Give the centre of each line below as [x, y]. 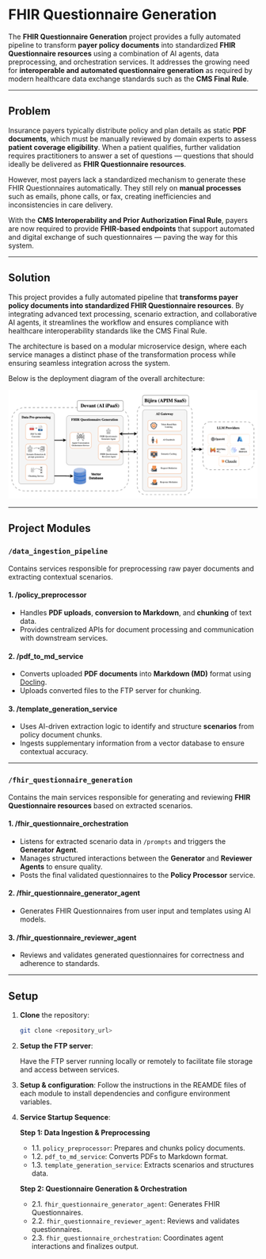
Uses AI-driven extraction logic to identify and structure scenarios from [137, 726]
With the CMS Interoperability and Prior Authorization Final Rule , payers [128, 220]
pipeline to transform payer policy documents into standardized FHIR [122, 44]
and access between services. [70, 1069]
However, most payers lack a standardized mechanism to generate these [127, 179]
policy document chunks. [61, 735]
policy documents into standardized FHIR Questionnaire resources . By [126, 305]
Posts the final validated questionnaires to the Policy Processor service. [137, 875]
